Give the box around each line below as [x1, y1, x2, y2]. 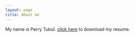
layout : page [5, 7, 33, 13]
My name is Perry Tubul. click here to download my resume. [5, 26, 130, 32]
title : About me [5, 12, 39, 17]
